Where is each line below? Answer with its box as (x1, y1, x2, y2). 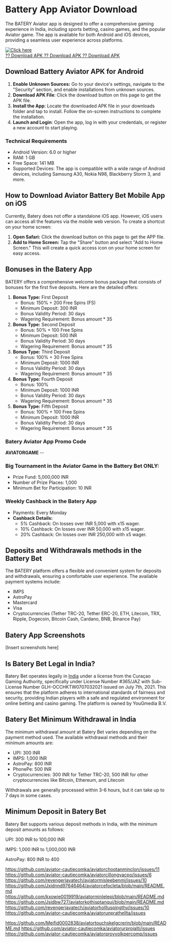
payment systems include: (5, 579, 61, 585)
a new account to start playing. (12, 124, 78, 130)
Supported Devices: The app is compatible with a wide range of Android (12, 165, 165, 172)
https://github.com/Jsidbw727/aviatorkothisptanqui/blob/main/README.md (5, 899, 164, 905)
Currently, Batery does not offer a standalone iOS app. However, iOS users (5, 213, 163, 219)
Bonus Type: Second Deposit (12, 321, 75, 327)
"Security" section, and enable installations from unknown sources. (12, 86, 155, 92)
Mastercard (12, 599, 37, 606)
